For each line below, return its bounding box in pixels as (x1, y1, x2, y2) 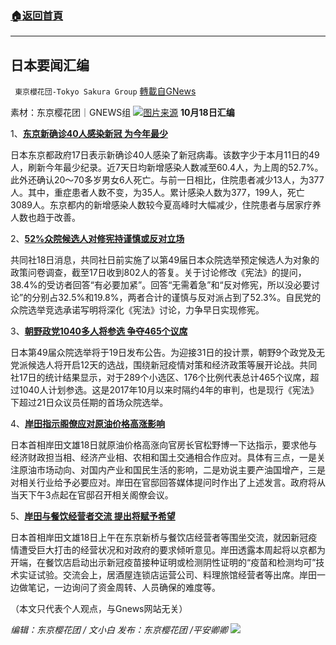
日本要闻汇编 (10, 57, 90, 74)
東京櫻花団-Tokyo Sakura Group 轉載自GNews (14, 85, 197, 97)
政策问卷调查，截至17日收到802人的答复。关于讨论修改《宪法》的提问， (10, 267, 307, 279)
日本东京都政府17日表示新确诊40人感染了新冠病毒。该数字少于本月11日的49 (10, 149, 320, 161)
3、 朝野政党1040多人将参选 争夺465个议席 (10, 325, 188, 337)
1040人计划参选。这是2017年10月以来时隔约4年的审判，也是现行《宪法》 (18, 384, 319, 396)
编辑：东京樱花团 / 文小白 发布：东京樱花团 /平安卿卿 (10, 624, 228, 636)
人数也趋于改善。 (10, 212, 81, 224)
